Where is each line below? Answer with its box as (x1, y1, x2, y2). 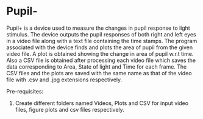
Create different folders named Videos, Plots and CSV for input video (15, 99, 189, 107)
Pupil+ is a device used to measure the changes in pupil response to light (6, 24, 190, 32)
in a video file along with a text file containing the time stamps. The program (6, 37, 198, 44)
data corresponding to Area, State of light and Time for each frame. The (6, 63, 187, 70)
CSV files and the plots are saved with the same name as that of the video (6, 69, 192, 76)
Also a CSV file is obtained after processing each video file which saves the (6, 56, 196, 64)
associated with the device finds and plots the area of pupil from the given (6, 44, 193, 51)
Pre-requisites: (6, 87, 44, 95)
